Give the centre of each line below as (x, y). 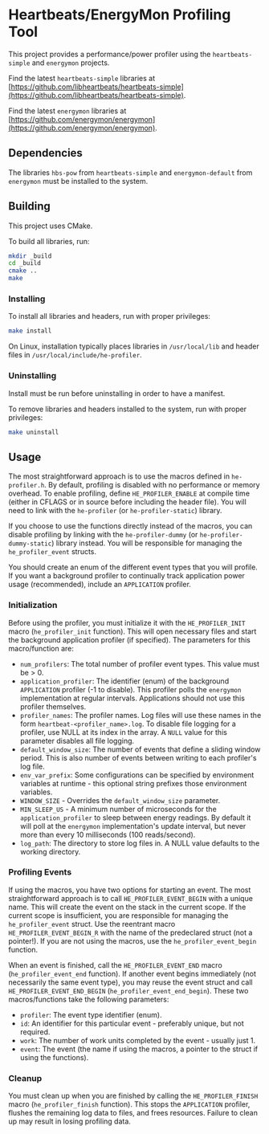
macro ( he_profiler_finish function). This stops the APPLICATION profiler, (129, 1104)
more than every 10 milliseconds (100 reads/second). (108, 834)
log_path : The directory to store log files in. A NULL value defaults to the (140, 843)
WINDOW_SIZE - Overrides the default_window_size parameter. (120, 800)
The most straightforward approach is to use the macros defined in (119, 476)
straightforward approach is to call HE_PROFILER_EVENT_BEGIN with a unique (130, 898)
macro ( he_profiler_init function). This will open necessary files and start (132, 631)
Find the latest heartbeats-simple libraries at (82, 78)
